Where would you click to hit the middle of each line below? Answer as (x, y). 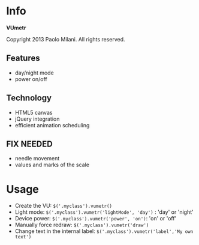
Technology (29, 98)
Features (23, 58)
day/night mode (34, 73)
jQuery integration (37, 119)
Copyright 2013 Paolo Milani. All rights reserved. (66, 39)
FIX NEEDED (29, 144)
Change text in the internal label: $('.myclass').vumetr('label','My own (104, 231)
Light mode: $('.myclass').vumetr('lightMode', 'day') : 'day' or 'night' (104, 212)
